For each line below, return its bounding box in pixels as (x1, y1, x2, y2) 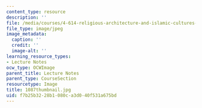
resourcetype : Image (6, 82, 58, 88)
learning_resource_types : (6, 53, 71, 59)
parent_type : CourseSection (6, 76, 77, 82)
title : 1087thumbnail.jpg (6, 87, 71, 93)
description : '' (6, 14, 47, 20)
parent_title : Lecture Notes (6, 70, 79, 76)
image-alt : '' (11, 48, 47, 54)
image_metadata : (6, 31, 47, 37)
